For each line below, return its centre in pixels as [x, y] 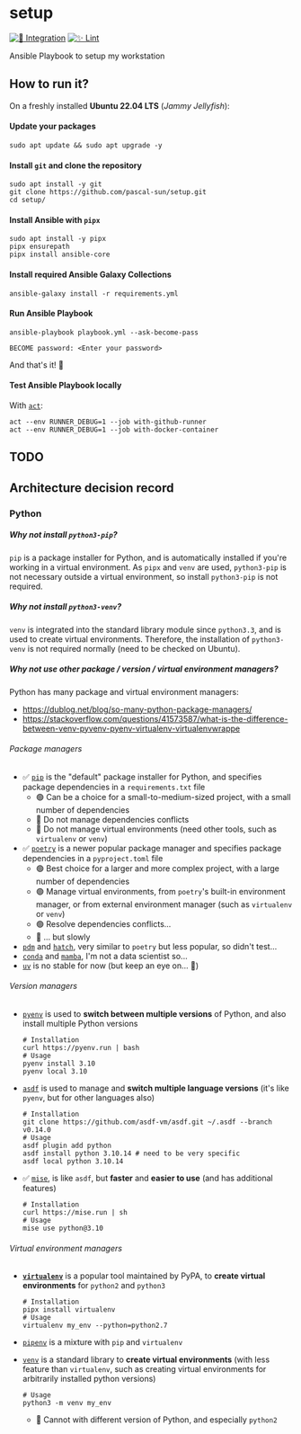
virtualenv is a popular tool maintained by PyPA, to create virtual [144, 1276]
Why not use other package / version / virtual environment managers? [144, 669]
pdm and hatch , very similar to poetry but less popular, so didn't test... [150, 946]
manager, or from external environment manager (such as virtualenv [164, 904]
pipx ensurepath [40, 247]
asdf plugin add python [67, 1145]
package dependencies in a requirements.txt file [114, 787]
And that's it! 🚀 [37, 365]
